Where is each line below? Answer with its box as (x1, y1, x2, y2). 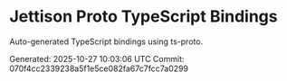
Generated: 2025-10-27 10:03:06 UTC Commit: (9, 53, 185, 64)
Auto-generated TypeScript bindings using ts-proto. (9, 36, 204, 47)
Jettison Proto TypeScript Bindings (9, 6, 278, 27)
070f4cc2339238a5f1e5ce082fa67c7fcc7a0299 (9, 63, 188, 74)
